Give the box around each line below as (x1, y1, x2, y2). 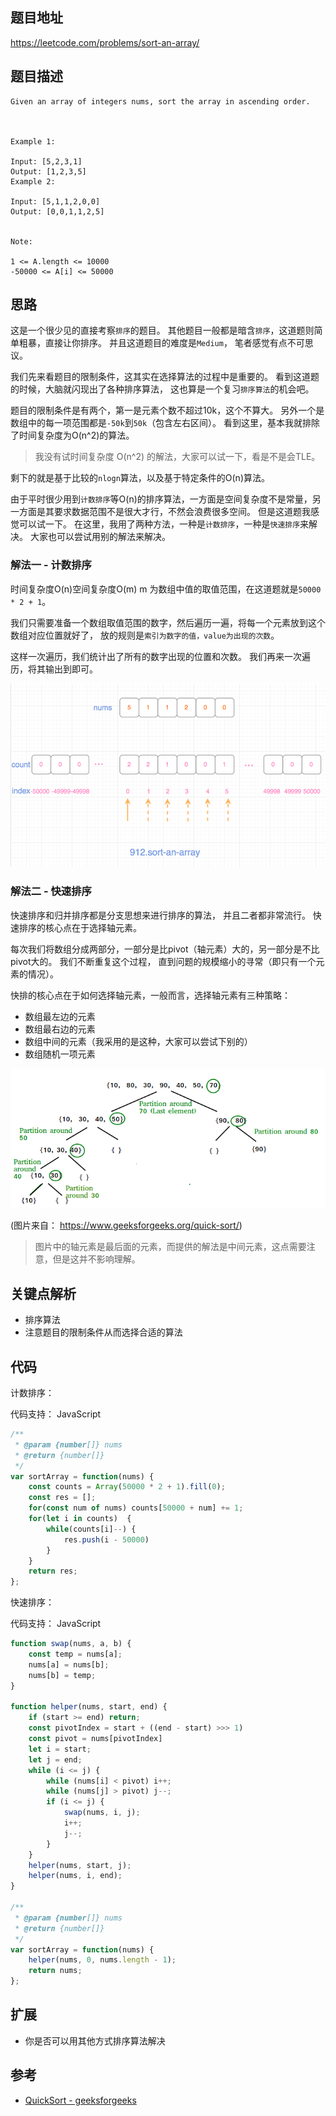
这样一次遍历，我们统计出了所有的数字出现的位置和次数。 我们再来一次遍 (10, 650, 311, 662)
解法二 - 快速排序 (10, 884, 92, 898)
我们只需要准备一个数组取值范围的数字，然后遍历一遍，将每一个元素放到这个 (10, 616, 326, 628)
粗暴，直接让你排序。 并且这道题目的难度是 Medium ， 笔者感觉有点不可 (18, 337, 305, 349)
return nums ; (28, 1966, 83, 1976)
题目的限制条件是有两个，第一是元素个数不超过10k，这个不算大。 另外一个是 (10, 404, 325, 417)
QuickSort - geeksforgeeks (24, 2094, 137, 2106)
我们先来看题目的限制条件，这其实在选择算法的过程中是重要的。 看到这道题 (10, 371, 320, 383)
